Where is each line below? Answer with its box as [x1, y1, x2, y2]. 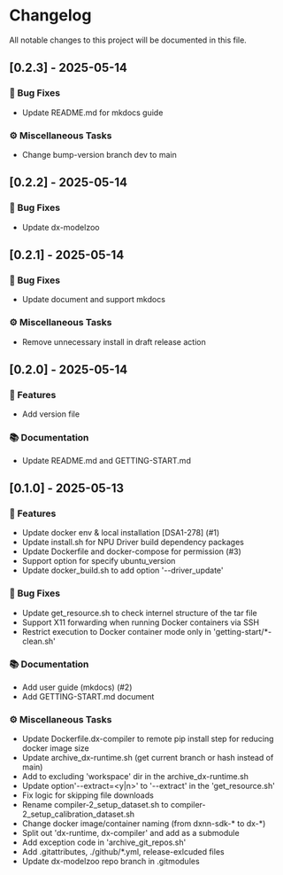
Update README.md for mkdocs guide [21, 107, 164, 118]
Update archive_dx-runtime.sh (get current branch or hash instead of [21, 753, 274, 763]
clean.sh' [21, 636, 56, 646]
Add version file [21, 409, 80, 419]
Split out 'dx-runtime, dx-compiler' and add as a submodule [21, 828, 241, 839]
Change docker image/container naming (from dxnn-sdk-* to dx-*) [21, 818, 266, 829]
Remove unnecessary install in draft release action [21, 336, 206, 347]
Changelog [9, 5, 92, 26]
